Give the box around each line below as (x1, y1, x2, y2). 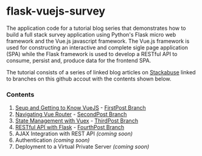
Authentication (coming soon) (15, 136, 90, 144)
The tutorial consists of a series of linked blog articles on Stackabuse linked (6, 68, 196, 76)
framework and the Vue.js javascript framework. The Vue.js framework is (6, 37, 190, 44)
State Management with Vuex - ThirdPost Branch (15, 117, 139, 124)
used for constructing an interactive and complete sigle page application (6, 44, 189, 51)
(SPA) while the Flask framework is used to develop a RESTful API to (6, 50, 178, 57)
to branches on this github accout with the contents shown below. (6, 75, 172, 82)
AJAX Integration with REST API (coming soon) (15, 130, 133, 138)
